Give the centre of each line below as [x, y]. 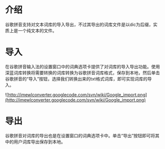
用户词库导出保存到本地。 [39, 142]
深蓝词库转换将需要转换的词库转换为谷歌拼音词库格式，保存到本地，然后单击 [82, 73]
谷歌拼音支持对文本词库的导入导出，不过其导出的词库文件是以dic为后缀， [79, 24]
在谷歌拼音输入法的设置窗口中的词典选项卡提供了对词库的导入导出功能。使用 [82, 66]
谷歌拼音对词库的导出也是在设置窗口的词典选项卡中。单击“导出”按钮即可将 [80, 135]
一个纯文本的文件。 [37, 30]
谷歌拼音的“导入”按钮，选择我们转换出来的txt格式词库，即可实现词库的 [76, 79]
